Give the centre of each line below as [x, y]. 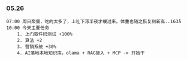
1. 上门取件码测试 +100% [45, 34]
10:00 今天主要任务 [28, 28]
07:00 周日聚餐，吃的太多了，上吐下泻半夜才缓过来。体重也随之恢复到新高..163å [94, 22]
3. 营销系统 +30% [37, 47]
